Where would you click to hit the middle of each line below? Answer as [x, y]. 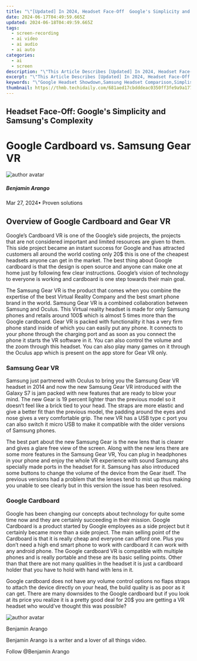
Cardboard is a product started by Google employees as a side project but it [98, 526]
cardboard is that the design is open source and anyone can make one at [94, 266]
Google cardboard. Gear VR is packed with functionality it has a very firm [94, 321]
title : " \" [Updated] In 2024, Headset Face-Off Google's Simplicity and [98, 11]
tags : [13, 28]
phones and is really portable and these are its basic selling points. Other [94, 557]
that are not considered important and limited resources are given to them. [96, 242]
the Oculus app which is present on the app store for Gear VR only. [87, 352]
